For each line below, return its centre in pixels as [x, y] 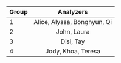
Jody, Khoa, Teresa [73, 51]
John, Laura [73, 31]
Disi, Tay [73, 41]
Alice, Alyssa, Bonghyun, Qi [73, 22]
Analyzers [73, 12]
